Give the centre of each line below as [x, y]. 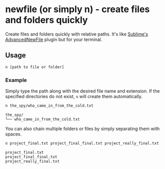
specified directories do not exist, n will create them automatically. [74, 96]
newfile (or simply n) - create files [77, 9]
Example [16, 80]
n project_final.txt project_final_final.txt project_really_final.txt [82, 143]
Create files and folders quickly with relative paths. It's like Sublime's [77, 34]
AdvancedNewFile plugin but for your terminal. [54, 39]
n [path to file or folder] [35, 67]
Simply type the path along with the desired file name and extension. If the [82, 91]
